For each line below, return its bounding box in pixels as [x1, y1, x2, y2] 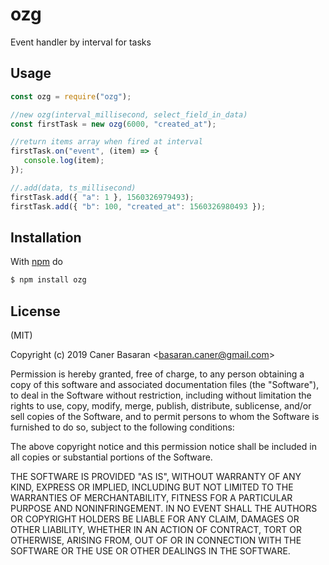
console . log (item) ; [23, 156, 105, 166]
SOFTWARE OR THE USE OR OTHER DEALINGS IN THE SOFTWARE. [10, 545, 291, 557]
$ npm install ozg [10, 275, 87, 285]
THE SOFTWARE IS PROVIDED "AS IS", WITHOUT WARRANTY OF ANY [10, 471, 302, 482]
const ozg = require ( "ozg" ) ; [10, 91, 132, 102]
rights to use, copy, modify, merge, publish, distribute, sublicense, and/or [10, 400, 312, 412]
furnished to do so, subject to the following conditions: [10, 421, 235, 433]
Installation [10, 229, 82, 246]
